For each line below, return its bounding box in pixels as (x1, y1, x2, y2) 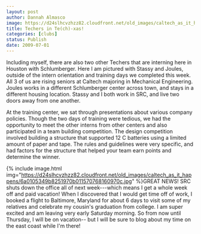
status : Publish (6, 37, 47, 43)
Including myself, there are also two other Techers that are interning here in (6, 58, 192, 66)
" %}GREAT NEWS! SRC (131, 178, 191, 185)
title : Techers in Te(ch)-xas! (6, 25, 84, 32)
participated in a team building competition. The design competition (6, 127, 173, 135)
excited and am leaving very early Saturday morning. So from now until (6, 209, 181, 217)
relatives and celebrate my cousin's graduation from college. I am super (6, 203, 184, 210)
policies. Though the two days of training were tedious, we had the (6, 115, 171, 122)
